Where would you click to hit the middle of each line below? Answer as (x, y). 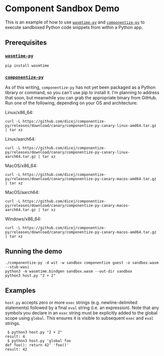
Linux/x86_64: (19, 112)
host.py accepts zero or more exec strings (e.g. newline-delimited (71, 302)
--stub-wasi (17, 267)
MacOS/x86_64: (21, 166)
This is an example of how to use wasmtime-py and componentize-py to (75, 22)
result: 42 (16, 349)
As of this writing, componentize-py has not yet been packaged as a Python (80, 87)
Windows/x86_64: (23, 219)
